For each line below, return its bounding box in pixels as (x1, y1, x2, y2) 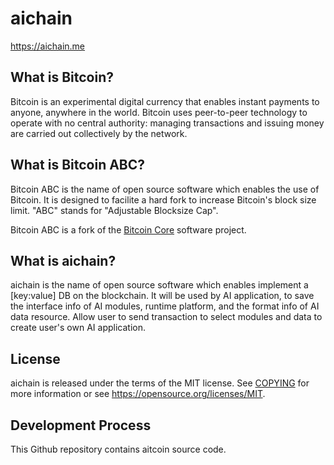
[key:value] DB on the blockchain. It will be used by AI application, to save (10, 290, 315, 302)
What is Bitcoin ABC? (10, 157, 146, 174)
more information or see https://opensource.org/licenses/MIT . (10, 388, 266, 400)
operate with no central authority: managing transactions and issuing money (10, 117, 325, 129)
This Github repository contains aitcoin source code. (10, 443, 227, 455)
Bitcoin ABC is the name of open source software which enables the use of (10, 183, 320, 195)
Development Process (10, 417, 152, 434)
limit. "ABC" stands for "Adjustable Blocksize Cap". (10, 204, 219, 216)
